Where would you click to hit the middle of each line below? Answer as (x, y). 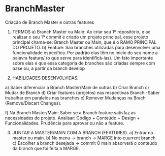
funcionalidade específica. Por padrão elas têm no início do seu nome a (85, 53)
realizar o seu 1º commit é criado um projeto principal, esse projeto (80, 37)
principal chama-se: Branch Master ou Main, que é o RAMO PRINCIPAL (84, 42)
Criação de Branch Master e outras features (50, 22)
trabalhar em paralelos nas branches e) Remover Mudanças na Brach (75, 98)
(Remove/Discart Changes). (33, 103)
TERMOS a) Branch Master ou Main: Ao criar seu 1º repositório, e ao (81, 31)
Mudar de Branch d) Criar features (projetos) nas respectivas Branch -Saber (82, 93)
